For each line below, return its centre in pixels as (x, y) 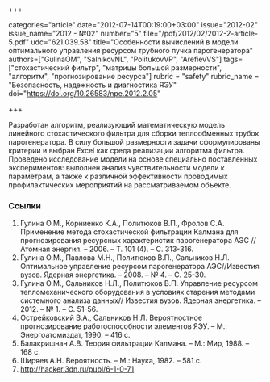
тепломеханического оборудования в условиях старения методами (137, 292)
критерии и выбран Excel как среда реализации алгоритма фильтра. (127, 151)
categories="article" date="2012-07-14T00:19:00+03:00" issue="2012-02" (133, 25)
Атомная (35, 249)
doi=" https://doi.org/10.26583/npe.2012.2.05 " (85, 93)
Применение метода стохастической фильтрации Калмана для (129, 232)
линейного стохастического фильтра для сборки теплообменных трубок (134, 133)
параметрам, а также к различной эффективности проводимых (118, 176)
